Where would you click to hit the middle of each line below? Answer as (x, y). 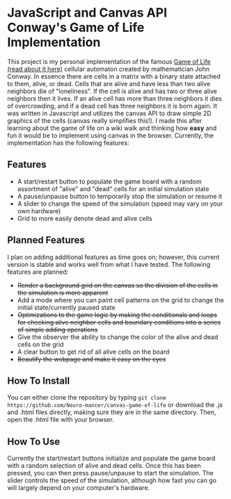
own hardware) (39, 211)
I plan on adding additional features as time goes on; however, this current (113, 257)
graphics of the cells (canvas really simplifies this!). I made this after (105, 120)
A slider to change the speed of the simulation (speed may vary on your (120, 204)
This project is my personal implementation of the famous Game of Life (109, 61)
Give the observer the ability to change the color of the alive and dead (118, 337)
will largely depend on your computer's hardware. (79, 488)
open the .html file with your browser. (61, 420)
